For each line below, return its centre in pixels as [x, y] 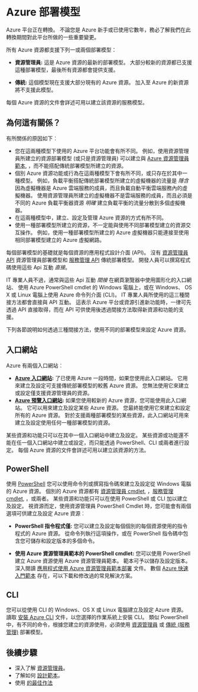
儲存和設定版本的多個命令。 [64, 541]
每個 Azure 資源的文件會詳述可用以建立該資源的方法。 [83, 450]
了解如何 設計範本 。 [39, 675]
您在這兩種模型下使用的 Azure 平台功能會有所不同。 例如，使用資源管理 [102, 151]
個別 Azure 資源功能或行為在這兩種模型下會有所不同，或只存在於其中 [98, 173]
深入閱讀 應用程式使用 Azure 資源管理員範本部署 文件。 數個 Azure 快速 [102, 568]
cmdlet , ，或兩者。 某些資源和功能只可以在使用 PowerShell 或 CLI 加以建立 [97, 499]
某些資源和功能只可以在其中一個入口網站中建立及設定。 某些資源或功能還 [95, 435]
